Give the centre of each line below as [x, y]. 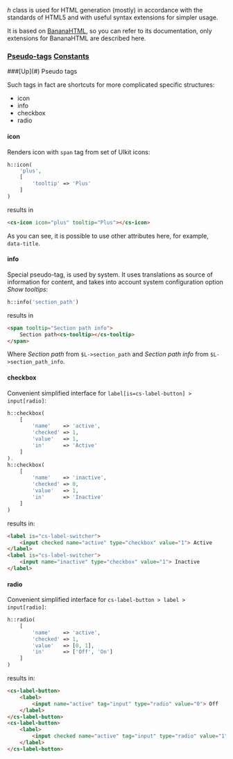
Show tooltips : [28, 289]
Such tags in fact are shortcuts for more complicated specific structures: [111, 85]
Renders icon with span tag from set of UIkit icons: [79, 152]
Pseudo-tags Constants [48, 56]
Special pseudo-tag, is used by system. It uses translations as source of [110, 275]
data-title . [24, 243]
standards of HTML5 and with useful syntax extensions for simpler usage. [113, 17]
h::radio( [21, 620]
